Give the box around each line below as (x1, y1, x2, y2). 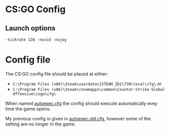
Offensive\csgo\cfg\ (12, 91, 56, 96)
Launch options (5, 24, 56, 32)
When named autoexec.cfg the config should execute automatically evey (5, 100, 158, 106)
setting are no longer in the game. (5, 121, 76, 127)
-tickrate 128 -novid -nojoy (5, 37, 67, 42)
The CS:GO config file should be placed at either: (5, 71, 108, 77)
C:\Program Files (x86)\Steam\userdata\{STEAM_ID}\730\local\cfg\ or (12, 80, 162, 87)
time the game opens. (5, 106, 51, 112)
